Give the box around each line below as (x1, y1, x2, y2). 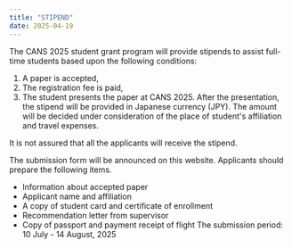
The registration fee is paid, (21, 82, 124, 93)
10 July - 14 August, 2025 (21, 228, 117, 239)
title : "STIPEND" (9, 12, 74, 22)
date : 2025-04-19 (9, 21, 74, 30)
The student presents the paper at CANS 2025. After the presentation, (21, 91, 280, 103)
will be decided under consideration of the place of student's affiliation (21, 111, 282, 121)
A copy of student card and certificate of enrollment (21, 200, 214, 211)
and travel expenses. (21, 120, 100, 130)
